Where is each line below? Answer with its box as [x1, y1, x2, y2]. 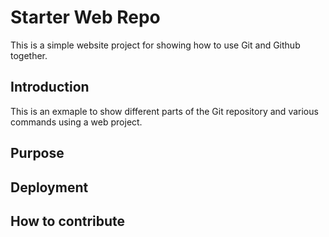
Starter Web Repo [10, 6, 161, 29]
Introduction [10, 79, 90, 96]
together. [10, 49, 48, 61]
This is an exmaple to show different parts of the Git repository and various [10, 105, 319, 117]
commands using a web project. [10, 116, 143, 128]
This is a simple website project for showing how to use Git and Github [10, 39, 301, 51]
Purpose [10, 145, 65, 162]
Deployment [10, 179, 89, 196]
